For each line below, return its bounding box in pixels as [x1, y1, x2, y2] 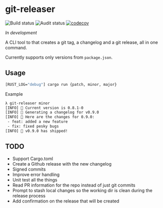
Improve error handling [12, 171, 60, 178]
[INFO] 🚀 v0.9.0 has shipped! [5, 128, 68, 133]
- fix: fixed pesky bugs [7, 124, 59, 129]
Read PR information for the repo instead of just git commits [12, 182, 136, 188]
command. [5, 44, 27, 50]
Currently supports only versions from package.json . [5, 54, 113, 60]
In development [5, 29, 37, 35]
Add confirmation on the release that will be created [12, 198, 120, 204]
